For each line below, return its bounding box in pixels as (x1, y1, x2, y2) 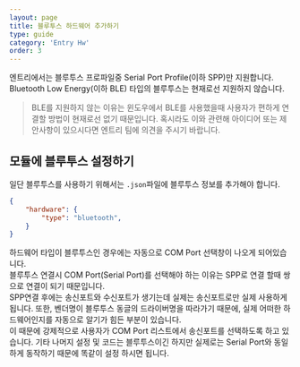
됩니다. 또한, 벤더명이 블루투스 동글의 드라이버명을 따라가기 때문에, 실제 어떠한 (9, 303, 282, 314)
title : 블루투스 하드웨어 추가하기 (9, 21, 119, 30)
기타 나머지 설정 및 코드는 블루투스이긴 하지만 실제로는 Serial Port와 (35, 337, 272, 347)
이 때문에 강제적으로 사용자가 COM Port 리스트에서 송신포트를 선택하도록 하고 (9, 326, 280, 337)
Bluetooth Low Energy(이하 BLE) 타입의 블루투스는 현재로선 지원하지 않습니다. (9, 83, 285, 94)
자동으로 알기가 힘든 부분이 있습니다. (55, 314, 182, 325)
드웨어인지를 (9, 314, 54, 325)
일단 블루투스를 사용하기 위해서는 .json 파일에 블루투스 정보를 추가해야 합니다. (9, 178, 280, 189)
